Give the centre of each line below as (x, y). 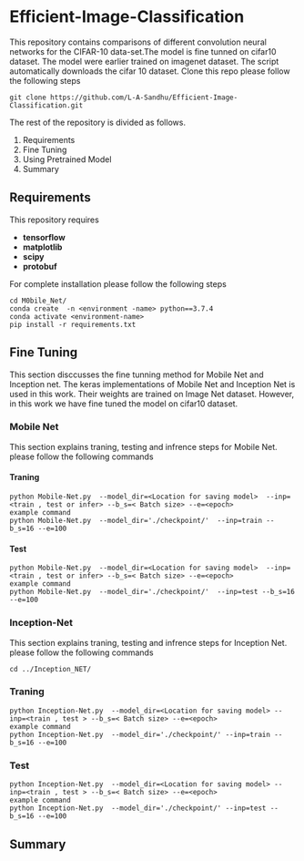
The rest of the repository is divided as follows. (98, 122)
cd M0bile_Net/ (38, 301)
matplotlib (42, 247)
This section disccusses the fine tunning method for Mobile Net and (137, 374)
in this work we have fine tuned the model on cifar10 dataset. (124, 404)
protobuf (40, 266)
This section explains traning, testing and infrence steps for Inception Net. (148, 642)
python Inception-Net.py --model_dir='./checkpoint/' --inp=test (138, 808)
